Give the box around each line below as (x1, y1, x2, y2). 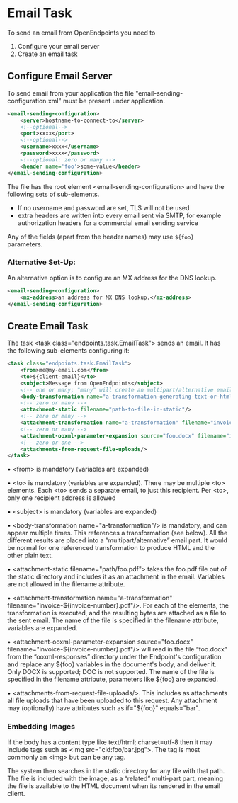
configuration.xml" (7, 96, 62, 105)
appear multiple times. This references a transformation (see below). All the (7, 529, 228, 537)
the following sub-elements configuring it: (7, 346, 130, 355)
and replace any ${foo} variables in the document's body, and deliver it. (7, 660, 217, 668)
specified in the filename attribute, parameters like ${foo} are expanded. (7, 675, 218, 684)
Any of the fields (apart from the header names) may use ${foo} (7, 232, 195, 241)
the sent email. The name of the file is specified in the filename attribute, (7, 616, 219, 625)
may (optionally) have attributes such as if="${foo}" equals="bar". (7, 704, 200, 712)
